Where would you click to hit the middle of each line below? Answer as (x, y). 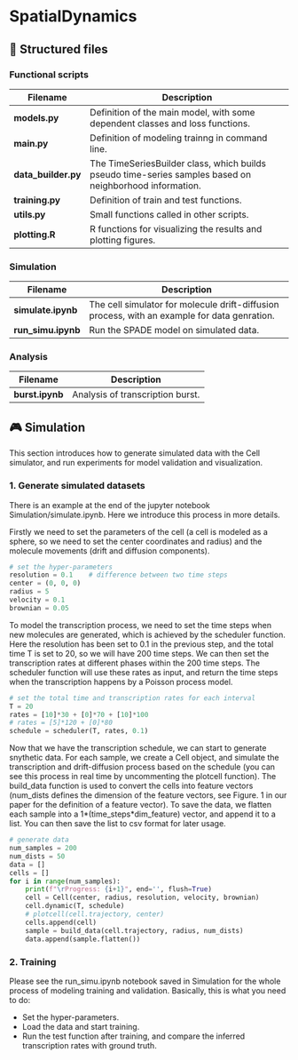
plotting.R (35, 235)
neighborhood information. (145, 186)
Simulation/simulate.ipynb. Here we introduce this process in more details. (145, 514)
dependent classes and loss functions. (170, 124)
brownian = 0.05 (39, 608)
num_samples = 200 (43, 849)
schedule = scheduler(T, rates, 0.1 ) (79, 731)
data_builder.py (47, 174)
